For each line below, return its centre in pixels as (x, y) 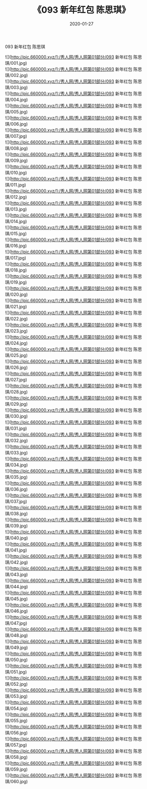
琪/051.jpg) (16, 672)
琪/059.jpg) (16, 769)
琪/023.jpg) (16, 331)
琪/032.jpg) (16, 440)
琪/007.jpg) (16, 136)
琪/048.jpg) (16, 635)
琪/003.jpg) (16, 87)
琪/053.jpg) (16, 696)
